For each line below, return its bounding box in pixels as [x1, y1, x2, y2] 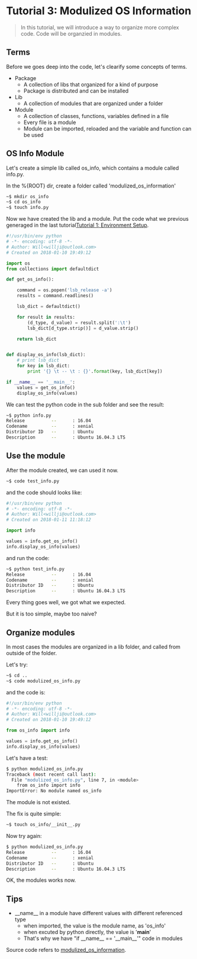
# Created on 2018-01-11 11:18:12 [6, 517, 92, 523]
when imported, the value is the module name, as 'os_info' [23, 922, 166, 929]
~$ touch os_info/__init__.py [6, 822, 81, 828]
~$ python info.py [6, 412, 51, 418]
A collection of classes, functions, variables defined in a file [23, 112, 169, 119]
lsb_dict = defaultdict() [17, 304, 81, 310]
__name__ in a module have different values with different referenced [14, 910, 183, 917]
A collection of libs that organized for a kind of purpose [23, 81, 159, 88]
